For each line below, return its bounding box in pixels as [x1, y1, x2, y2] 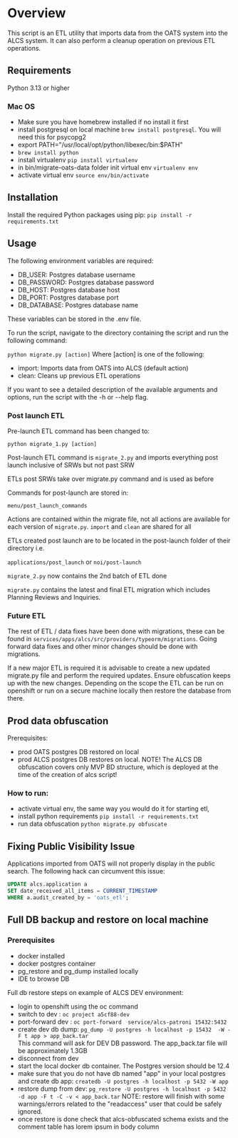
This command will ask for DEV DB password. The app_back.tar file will [17, 1039, 228, 1047]
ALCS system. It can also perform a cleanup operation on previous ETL [7, 36, 216, 44]
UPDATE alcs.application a [7, 881, 88, 888]
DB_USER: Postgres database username [17, 270, 135, 279]
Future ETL [7, 610, 46, 620]
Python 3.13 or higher [7, 84, 70, 92]
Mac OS [7, 102, 36, 112]
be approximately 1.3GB [17, 1046, 88, 1055]
